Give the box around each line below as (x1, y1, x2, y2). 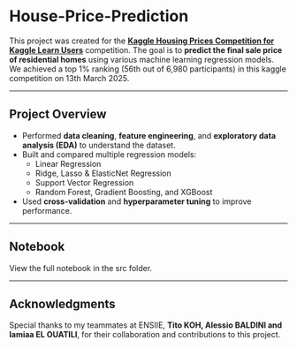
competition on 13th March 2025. (9, 72, 130, 83)
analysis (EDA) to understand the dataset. (21, 140, 176, 150)
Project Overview (9, 107, 107, 122)
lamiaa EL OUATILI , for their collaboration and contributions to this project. (9, 329, 281, 340)
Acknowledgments (9, 296, 117, 311)
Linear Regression (34, 158, 102, 169)
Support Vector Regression (34, 177, 134, 187)
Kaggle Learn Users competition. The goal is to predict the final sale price (9, 44, 283, 55)
